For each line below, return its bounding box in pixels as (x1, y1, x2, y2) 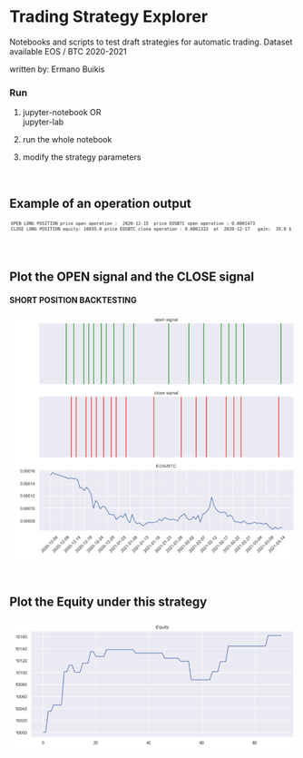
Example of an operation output (9, 195, 192, 211)
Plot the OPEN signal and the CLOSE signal (9, 270, 255, 285)
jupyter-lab (22, 116, 64, 128)
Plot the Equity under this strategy (9, 595, 208, 610)
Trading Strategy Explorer (9, 6, 209, 27)
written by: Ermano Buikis (9, 64, 105, 74)
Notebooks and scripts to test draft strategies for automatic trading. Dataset (9, 36, 293, 47)
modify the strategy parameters (22, 152, 142, 162)
